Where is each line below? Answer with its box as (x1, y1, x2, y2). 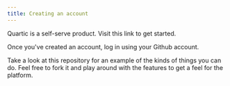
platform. (7, 71, 33, 79)
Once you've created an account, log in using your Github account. (7, 42, 199, 51)
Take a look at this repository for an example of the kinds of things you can (7, 56, 222, 64)
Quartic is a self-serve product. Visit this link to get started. (7, 29, 176, 37)
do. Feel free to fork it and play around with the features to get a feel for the (7, 63, 224, 71)
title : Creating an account (7, 10, 89, 17)
